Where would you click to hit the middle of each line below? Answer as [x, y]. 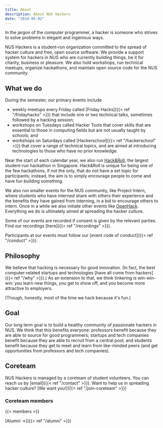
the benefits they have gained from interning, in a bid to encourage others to [81, 201]
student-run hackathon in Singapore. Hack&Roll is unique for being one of [79, 166]
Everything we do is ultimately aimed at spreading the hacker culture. [74, 211]
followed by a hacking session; [43, 120]
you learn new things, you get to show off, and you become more [80, 283]
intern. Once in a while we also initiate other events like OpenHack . [72, 206]
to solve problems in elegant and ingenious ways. [55, 38]
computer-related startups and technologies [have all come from [70, 273]
